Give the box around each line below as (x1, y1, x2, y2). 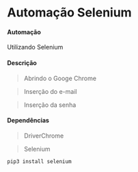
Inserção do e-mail (23, 87, 77, 95)
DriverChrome (23, 132, 64, 140)
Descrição (7, 58, 38, 66)
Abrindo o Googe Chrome (23, 74, 97, 82)
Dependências (7, 116, 50, 125)
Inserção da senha (23, 101, 77, 109)
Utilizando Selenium (7, 43, 64, 51)
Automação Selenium (7, 5, 132, 21)
